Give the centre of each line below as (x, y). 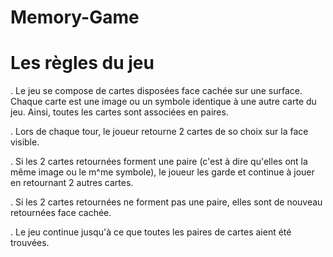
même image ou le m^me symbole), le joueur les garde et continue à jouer (162, 172)
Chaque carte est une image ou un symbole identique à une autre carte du (163, 102)
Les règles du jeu (82, 63)
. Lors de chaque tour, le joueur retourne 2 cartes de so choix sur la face (159, 132)
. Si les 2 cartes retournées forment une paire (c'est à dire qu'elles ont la (159, 162)
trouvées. (30, 243)
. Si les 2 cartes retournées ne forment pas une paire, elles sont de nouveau (166, 202)
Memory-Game (75, 17)
